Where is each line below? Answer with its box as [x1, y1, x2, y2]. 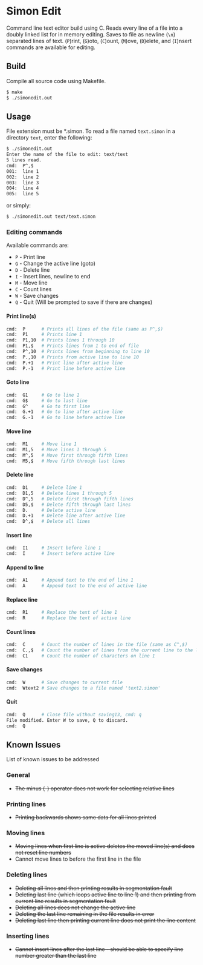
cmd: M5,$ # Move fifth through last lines [6, 458, 126, 464]
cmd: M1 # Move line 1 [6, 441, 77, 447]
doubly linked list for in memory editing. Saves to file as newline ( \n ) [6, 30, 176, 38]
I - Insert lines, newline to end [14, 273, 91, 280]
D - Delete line [14, 266, 50, 274]
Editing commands [6, 227, 63, 236]
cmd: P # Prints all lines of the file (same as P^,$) [6, 326, 164, 332]
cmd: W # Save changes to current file [6, 679, 123, 686]
